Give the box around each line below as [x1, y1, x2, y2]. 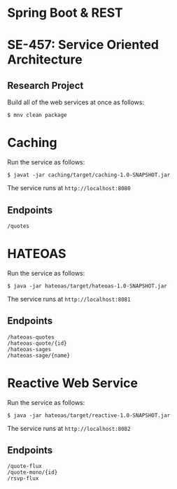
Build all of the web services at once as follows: [7, 98, 145, 106]
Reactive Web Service [7, 375, 139, 391]
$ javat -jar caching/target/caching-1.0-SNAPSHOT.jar [7, 171, 171, 179]
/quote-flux [7, 463, 42, 470]
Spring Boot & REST [7, 5, 124, 21]
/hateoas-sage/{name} [7, 352, 71, 359]
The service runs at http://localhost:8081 [7, 295, 131, 303]
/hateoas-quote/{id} [7, 339, 68, 347]
